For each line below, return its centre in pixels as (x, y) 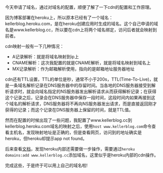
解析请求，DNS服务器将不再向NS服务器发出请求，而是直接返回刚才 (89, 104)
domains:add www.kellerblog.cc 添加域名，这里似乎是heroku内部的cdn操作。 (82, 155)
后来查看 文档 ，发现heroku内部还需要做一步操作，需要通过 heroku (70, 149)
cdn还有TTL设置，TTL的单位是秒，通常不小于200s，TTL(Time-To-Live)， (79, 79)
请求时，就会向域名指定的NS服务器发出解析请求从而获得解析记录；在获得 (83, 91)
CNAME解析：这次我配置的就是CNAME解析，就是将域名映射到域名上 (81, 63)
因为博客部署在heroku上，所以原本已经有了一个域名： (59, 18)
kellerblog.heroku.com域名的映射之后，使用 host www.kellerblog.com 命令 (79, 126)
